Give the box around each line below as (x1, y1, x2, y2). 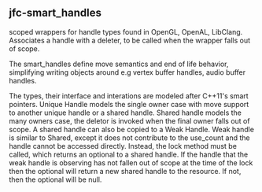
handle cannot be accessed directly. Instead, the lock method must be (9, 141, 237, 150)
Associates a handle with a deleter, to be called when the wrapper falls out (9, 35, 251, 45)
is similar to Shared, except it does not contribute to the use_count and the (9, 133, 250, 142)
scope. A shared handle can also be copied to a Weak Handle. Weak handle (9, 124, 255, 134)
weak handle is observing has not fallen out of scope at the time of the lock (9, 157, 253, 168)
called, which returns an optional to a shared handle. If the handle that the (9, 150, 249, 159)
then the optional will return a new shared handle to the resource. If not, (9, 166, 242, 175)
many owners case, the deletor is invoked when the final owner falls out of (9, 116, 250, 125)
